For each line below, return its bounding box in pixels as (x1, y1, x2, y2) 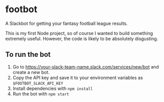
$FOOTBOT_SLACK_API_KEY (12, 81, 64, 86)
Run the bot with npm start (12, 90, 69, 97)
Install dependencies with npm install (12, 85, 93, 91)
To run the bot (5, 50, 51, 59)
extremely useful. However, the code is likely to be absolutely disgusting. (5, 36, 158, 42)
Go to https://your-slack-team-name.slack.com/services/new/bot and (12, 63, 159, 70)
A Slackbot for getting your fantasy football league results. (5, 20, 128, 26)
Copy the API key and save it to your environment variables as (12, 75, 143, 81)
